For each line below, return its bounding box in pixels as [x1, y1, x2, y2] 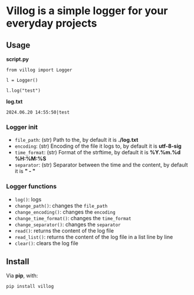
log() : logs [14, 195, 42, 203]
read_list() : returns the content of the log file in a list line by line [14, 233, 173, 240]
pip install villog [6, 284, 54, 290]
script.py [6, 56, 29, 62]
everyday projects [6, 16, 97, 30]
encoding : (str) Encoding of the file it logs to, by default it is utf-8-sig [14, 142, 182, 150]
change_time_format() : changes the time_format [14, 214, 131, 221]
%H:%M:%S [14, 155, 47, 163]
